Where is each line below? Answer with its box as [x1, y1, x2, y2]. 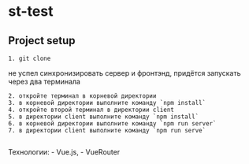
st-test [8, 2, 54, 20]
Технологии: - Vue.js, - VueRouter [8, 147, 121, 156]
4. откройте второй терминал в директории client [8, 106, 175, 114]
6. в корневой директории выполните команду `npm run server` [8, 120, 217, 128]
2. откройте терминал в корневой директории [8, 92, 157, 100]
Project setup [8, 34, 76, 47]
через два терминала [8, 77, 81, 86]
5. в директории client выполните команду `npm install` [8, 113, 199, 121]
